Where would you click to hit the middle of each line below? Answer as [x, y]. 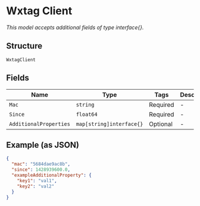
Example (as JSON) [43, 145]
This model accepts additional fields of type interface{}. [75, 27]
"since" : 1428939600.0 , [41, 170]
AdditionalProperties [40, 124]
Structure [24, 46]
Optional [160, 124]
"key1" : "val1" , [37, 180]
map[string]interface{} [110, 124]
